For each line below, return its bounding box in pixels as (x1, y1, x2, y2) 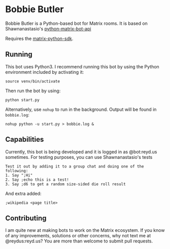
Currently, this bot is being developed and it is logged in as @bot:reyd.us (5, 148, 157, 155)
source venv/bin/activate (5, 78, 60, 84)
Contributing (5, 214, 47, 222)
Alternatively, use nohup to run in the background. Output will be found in (5, 106, 157, 112)
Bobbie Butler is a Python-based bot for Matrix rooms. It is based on (5, 20, 148, 26)
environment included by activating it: (5, 69, 84, 75)
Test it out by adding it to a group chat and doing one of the (5, 163, 144, 169)
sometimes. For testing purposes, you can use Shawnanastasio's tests (5, 154, 153, 160)
